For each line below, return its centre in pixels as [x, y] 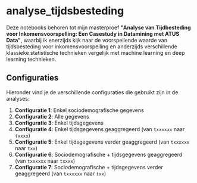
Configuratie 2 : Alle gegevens [52, 116]
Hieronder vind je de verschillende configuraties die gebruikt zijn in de [92, 92]
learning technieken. [31, 59]
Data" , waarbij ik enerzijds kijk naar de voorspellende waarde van [87, 40]
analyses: [18, 98]
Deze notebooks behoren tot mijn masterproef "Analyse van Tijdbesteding [99, 27]
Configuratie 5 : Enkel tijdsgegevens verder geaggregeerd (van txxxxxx [102, 142]
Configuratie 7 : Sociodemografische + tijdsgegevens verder [89, 167]
